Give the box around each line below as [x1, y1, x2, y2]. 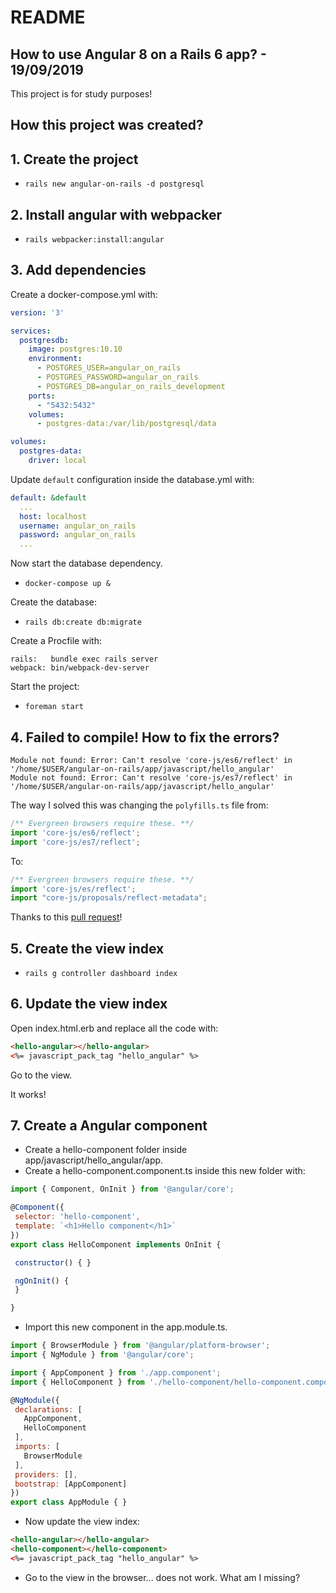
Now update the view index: [24, 1516, 140, 1528]
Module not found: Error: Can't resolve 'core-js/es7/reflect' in [10, 773, 293, 783]
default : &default [10, 492, 87, 503]
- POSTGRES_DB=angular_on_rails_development [36, 381, 226, 391]
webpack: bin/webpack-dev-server [10, 663, 150, 673]
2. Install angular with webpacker [10, 206, 223, 223]
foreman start [24, 702, 84, 712]
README [10, 6, 86, 29]
